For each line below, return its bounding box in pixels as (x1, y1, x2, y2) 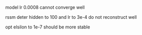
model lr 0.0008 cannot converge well (5, 5, 85, 10)
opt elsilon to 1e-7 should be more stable (5, 24, 90, 30)
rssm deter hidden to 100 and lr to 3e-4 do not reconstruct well (5, 14, 137, 20)
